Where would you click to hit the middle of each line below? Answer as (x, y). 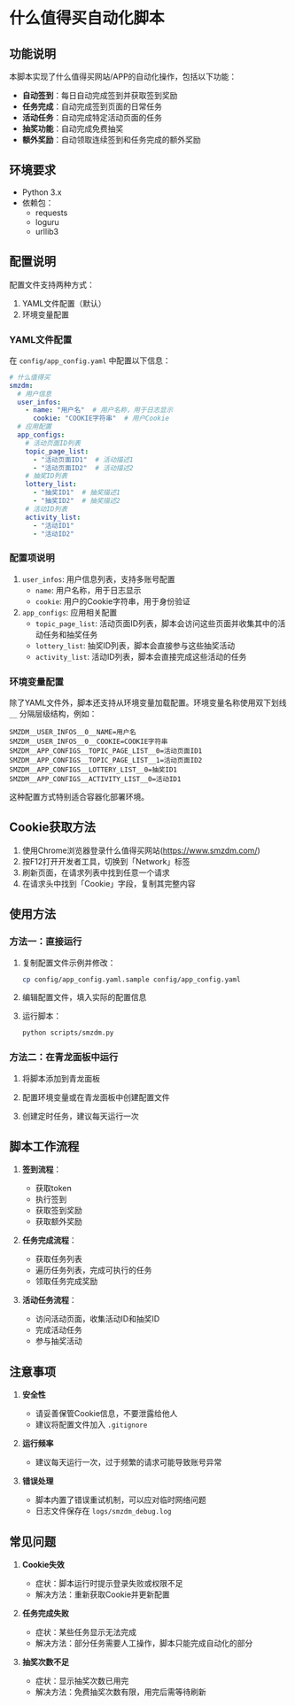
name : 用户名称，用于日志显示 (88, 590)
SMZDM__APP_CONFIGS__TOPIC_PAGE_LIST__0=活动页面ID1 (106, 751)
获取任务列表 (58, 1259)
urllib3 (47, 231)
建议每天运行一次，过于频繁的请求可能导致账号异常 (128, 1462)
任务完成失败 (45, 1613)
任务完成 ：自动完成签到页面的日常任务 (92, 106)
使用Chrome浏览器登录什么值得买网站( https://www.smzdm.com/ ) (141, 850)
